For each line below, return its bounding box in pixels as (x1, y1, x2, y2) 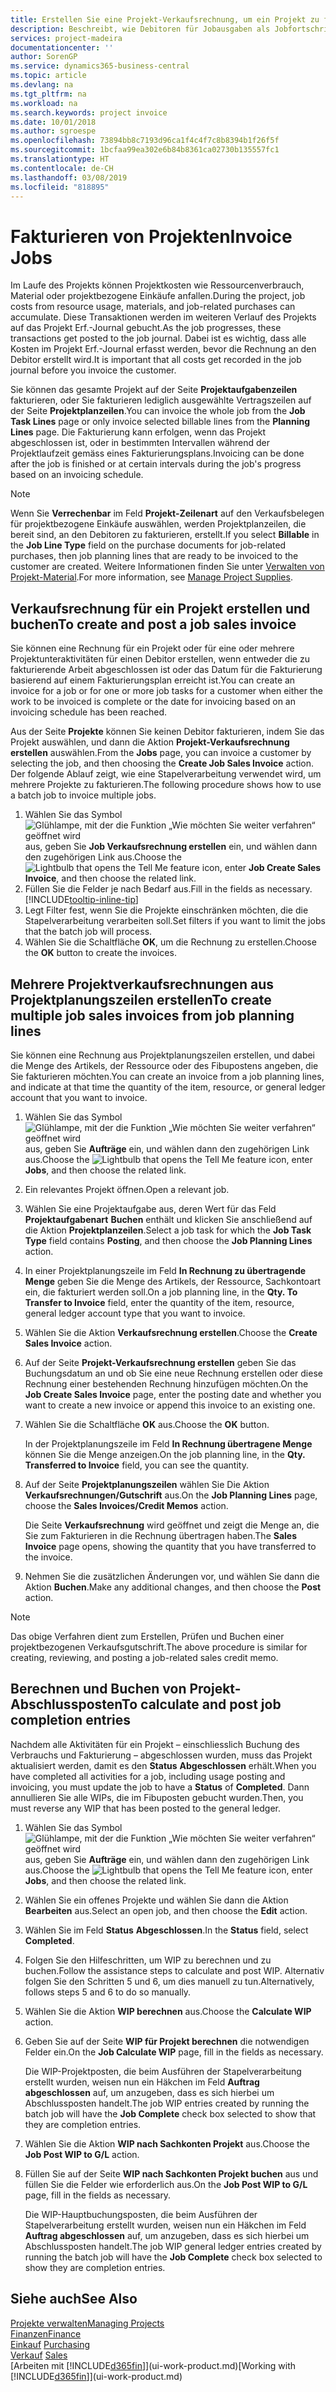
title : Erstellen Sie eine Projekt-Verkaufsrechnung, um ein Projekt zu (10, 14, 320, 25)
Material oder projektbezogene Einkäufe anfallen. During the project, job (10, 290, 306, 302)
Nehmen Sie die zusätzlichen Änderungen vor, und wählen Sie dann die (24, 1570, 320, 1582)
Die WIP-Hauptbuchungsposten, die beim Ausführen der (24, 2208, 258, 2220)
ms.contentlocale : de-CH (10, 163, 114, 173)
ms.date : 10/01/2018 (10, 117, 97, 127)
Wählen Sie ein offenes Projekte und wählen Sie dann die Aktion (24, 1894, 289, 1906)
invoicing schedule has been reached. (10, 706, 168, 718)
